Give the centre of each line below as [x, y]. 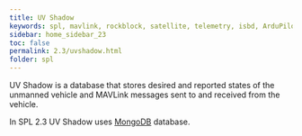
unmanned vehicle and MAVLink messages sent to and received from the [145, 95]
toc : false [30, 43]
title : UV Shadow [42, 18]
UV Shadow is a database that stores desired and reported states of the [142, 85]
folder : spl [31, 59]
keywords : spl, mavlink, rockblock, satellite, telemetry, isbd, [134, 26]
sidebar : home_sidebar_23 [58, 34]
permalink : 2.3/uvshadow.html [66, 51]
